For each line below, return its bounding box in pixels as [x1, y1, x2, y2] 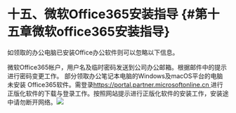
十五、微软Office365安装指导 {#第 [7, 6, 208, 22]
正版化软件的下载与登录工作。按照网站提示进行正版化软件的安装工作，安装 [7, 89, 223, 98]
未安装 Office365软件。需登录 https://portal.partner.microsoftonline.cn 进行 [7, 80, 223, 89]
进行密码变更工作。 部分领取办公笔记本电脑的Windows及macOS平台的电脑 [7, 71, 223, 80]
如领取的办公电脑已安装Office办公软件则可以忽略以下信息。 [7, 48, 179, 56]
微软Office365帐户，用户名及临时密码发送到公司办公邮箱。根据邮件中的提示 [7, 63, 227, 71]
